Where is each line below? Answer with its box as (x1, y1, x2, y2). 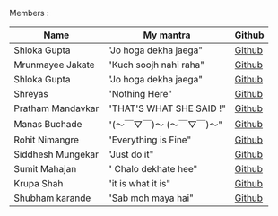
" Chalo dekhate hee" (107, 163, 198, 175)
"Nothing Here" (107, 88, 173, 99)
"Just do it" (107, 148, 154, 160)
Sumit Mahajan (13, 163, 77, 175)
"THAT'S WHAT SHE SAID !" (107, 102, 227, 115)
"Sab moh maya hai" (107, 192, 195, 204)
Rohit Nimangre (13, 134, 79, 146)
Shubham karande (13, 192, 91, 204)
